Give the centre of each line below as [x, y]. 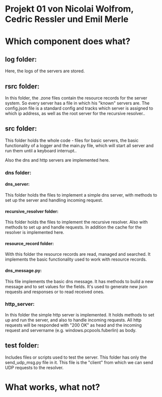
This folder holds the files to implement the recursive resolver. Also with [76, 222]
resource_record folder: [29, 243]
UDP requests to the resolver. [34, 367]
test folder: [22, 346]
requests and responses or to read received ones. [55, 292]
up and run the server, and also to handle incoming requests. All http [73, 320]
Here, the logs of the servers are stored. [45, 71]
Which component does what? [68, 41]
